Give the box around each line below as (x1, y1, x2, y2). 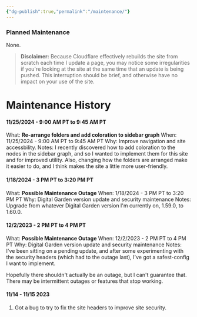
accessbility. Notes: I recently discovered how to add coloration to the (6, 144, 175, 151)
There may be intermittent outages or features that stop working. (6, 278, 163, 285)
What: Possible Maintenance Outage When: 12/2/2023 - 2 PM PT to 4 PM (6, 235, 186, 242)
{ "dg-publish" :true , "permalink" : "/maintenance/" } (6, 8, 131, 15)
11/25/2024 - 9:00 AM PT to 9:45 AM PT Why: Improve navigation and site (6, 138, 186, 145)
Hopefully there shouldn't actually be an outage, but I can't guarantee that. (6, 271, 187, 278)
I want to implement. (6, 260, 56, 267)
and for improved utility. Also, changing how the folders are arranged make (6, 157, 188, 164)
